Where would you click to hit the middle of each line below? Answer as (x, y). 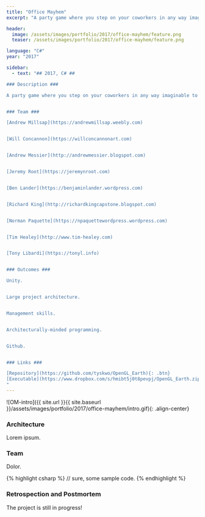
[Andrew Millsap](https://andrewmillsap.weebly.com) (75, 123)
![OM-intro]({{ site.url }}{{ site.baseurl (54, 402)
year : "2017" (23, 57)
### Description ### (33, 84)
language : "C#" (26, 51)
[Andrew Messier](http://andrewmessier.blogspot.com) (76, 155)
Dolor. (14, 466)
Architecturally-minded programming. (54, 330)
